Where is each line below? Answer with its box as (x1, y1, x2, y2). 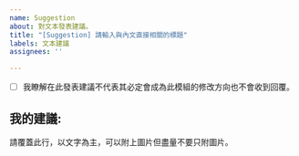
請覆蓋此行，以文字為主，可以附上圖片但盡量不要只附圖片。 (9, 137, 233, 147)
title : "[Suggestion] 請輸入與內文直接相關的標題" (9, 30, 189, 39)
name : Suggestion (9, 13, 76, 23)
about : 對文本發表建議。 (9, 22, 93, 31)
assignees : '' (9, 47, 64, 57)
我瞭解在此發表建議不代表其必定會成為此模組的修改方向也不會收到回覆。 (22, 81, 294, 92)
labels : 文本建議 (9, 38, 70, 48)
